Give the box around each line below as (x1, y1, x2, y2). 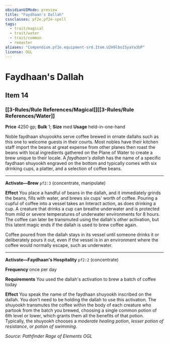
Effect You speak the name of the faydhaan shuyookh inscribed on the (5, 291, 152, 297)
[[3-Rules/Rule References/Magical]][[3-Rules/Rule (5, 106, 134, 113)
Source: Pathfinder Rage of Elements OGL (5, 333, 93, 339)
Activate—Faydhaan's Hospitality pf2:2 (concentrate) (5, 257, 119, 263)
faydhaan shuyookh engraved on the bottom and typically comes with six (5, 160, 157, 166)
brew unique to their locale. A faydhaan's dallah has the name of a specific (5, 155, 161, 161)
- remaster (10, 40, 33, 45)
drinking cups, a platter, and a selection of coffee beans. (5, 165, 122, 171)
